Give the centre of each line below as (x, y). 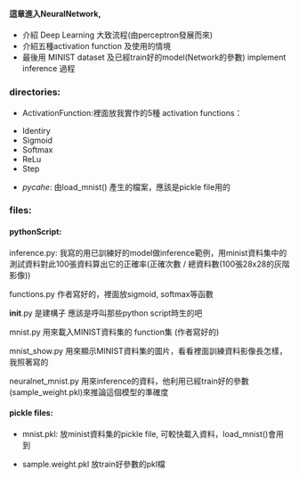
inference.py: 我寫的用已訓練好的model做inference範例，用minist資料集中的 (148, 252)
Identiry (36, 130)
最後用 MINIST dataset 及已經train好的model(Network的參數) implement (154, 57)
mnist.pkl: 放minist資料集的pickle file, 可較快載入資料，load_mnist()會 (149, 433)
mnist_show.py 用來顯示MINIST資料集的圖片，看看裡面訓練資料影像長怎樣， (148, 350)
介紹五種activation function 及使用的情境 (97, 46)
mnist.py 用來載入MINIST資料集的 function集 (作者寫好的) (114, 332)
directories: (35, 92)
